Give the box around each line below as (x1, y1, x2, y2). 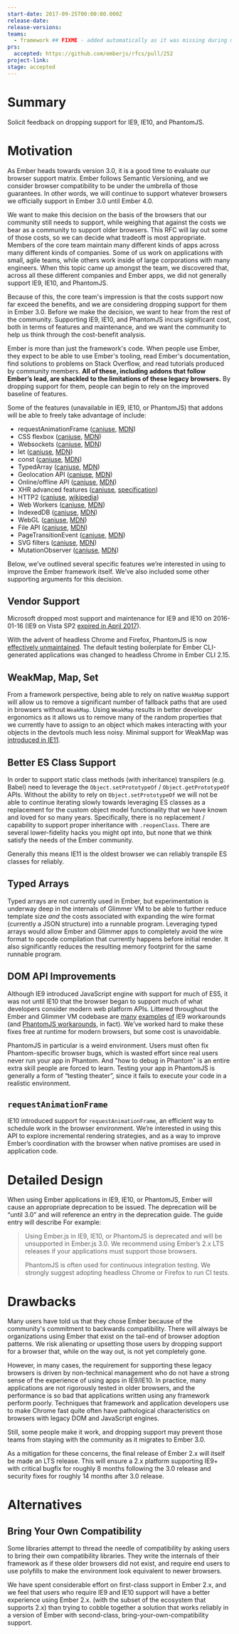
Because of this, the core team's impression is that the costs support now (7, 292, 223, 301)
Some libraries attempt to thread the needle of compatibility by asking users (7, 1544, 230, 1553)
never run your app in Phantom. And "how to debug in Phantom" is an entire (7, 1056, 230, 1065)
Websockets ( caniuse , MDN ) (17, 440, 102, 448)
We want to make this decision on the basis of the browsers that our (7, 210, 207, 219)
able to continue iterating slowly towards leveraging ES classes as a (7, 797, 206, 806)
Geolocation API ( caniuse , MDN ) (17, 470, 113, 478)
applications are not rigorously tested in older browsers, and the (7, 1384, 196, 1392)
